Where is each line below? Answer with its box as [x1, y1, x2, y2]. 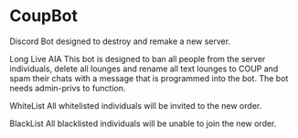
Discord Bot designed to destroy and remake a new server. [9, 36, 231, 47]
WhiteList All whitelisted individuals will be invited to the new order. [9, 100, 262, 111]
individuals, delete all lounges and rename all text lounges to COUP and [9, 63, 279, 74]
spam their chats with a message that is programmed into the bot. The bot [9, 72, 289, 83]
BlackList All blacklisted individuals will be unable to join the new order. [9, 118, 277, 129]
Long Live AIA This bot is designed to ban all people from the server [9, 53, 266, 64]
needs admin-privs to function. [9, 82, 126, 93]
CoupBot [9, 5, 78, 27]
